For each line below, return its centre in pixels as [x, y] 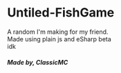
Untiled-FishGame [61, 13]
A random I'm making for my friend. [58, 32]
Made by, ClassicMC [38, 62]
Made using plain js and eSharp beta [59, 39]
